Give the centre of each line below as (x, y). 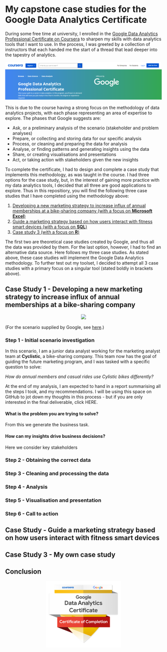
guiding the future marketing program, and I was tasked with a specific (78, 362)
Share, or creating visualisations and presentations (64, 155)
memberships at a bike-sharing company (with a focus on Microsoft (82, 211)
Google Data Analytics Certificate (76, 20)
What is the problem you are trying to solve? (52, 413)
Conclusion (23, 572)
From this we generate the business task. (47, 425)
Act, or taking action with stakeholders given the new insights (75, 160)
